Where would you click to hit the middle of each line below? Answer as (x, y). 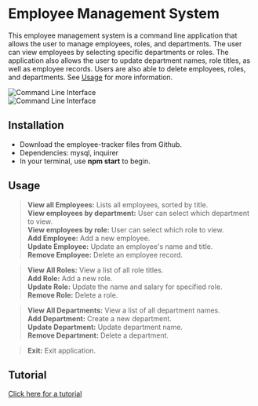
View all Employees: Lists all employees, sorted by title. (118, 204)
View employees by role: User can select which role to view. (126, 229)
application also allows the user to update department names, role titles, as (129, 60)
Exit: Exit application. (62, 350)
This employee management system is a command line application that (123, 35)
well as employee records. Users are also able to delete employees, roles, (127, 68)
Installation (36, 125)
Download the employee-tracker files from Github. (101, 144)
